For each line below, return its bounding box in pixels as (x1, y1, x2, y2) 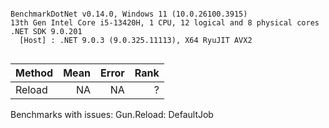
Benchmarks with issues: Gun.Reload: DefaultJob (10, 109, 214, 120)
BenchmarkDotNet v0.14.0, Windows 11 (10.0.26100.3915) (10, 9, 248, 19)
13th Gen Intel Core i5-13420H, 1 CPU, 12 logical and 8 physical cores (10, 18, 320, 28)
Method (15, 66, 54, 80)
